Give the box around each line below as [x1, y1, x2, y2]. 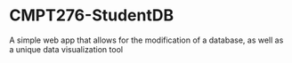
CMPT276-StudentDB [9, 5, 174, 26]
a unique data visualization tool [9, 43, 123, 54]
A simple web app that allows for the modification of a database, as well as [9, 35, 284, 45]
